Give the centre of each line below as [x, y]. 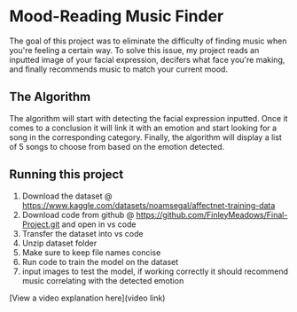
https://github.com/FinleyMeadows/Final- [212, 214]
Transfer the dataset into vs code [82, 233]
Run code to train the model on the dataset [100, 261]
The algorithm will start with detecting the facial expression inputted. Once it [148, 118]
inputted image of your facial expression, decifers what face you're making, [147, 59]
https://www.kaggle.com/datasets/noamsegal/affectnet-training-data [148, 205]
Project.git [41, 224]
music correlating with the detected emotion [103, 280]
